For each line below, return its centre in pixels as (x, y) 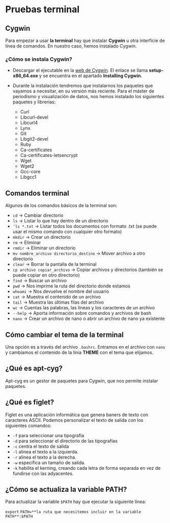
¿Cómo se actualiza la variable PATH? (66, 489)
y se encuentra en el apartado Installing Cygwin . (91, 76)
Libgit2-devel (34, 139)
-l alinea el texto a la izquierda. (46, 451)
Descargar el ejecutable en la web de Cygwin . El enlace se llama (80, 71)
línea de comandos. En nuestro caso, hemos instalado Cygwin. (71, 46)
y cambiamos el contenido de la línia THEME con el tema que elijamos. (79, 352)
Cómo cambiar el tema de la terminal (64, 335)
